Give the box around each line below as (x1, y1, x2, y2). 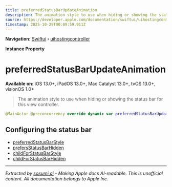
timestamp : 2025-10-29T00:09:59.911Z (5, 22, 86, 27)
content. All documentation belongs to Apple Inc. (5, 175, 109, 182)
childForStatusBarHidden (12, 155, 66, 161)
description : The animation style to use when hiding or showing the (5, 12, 157, 17)
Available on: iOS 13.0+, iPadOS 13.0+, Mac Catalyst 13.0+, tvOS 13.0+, (5, 80, 156, 87)
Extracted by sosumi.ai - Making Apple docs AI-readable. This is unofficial (5, 170, 163, 176)
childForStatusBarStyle (12, 150, 61, 156)
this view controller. (17, 101, 59, 108)
